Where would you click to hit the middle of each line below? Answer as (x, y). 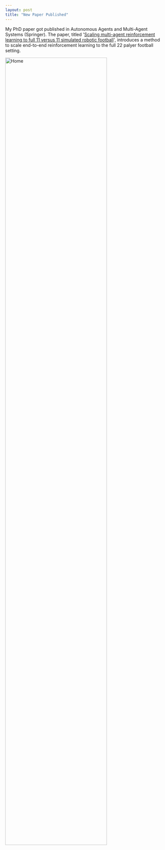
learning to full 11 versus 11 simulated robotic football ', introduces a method (82, 40)
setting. (13, 50)
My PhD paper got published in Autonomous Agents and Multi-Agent (76, 29)
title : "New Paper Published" (37, 15)
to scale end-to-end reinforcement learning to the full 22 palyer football (79, 45)
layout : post (19, 10)
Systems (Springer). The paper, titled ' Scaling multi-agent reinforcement (80, 34)
